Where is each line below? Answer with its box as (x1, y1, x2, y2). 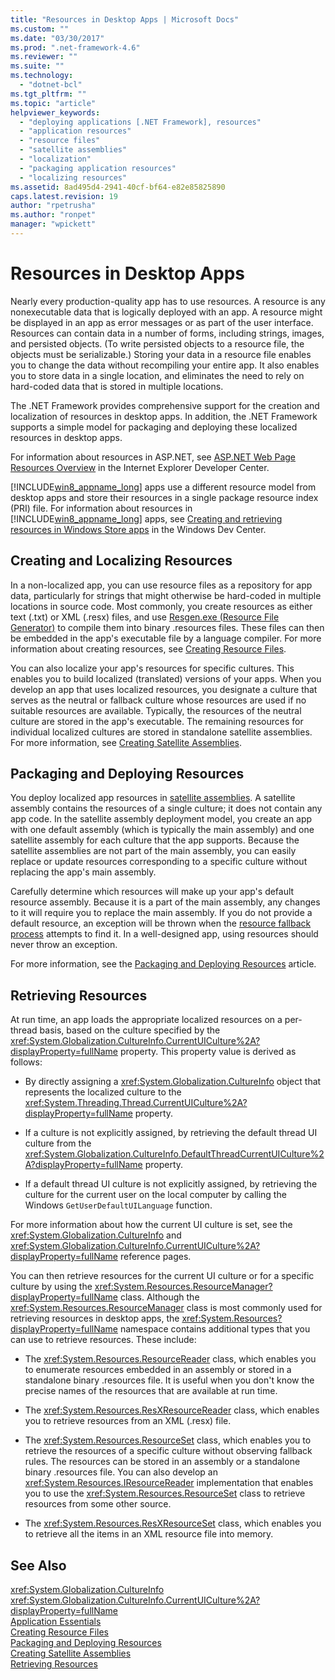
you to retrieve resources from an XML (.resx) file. (24, 1415, 232, 1427)
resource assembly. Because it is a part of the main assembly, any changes (10, 896, 321, 908)
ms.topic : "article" (10, 98, 97, 108)
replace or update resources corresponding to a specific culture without (10, 856, 308, 868)
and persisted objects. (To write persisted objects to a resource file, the (10, 337, 305, 350)
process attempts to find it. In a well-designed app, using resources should (10, 928, 319, 940)
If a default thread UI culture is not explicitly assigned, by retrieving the (24, 1178, 318, 1190)
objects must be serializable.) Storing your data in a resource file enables (10, 348, 312, 360)
